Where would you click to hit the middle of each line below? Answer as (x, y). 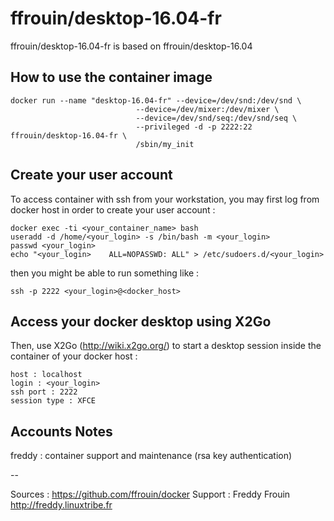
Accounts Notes (61, 431)
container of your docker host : (74, 356)
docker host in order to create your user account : (113, 209)
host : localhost (46, 375)
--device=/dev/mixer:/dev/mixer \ (207, 109)
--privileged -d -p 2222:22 (194, 127)
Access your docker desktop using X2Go (141, 321)
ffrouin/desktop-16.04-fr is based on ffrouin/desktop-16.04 (131, 46)
